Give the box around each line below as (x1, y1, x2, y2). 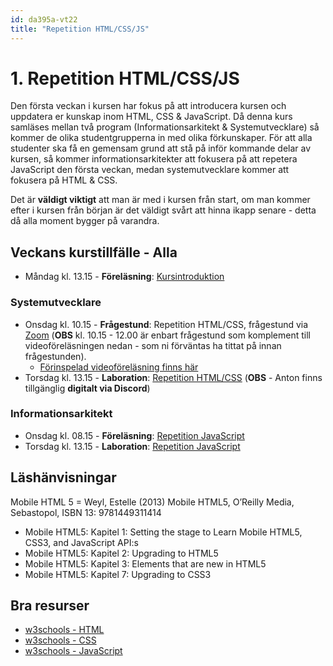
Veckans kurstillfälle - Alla (10, 244, 178, 261)
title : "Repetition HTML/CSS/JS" (10, 24, 150, 34)
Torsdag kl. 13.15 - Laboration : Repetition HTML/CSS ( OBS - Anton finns (24, 371, 323, 383)
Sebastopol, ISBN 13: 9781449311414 (10, 506, 162, 518)
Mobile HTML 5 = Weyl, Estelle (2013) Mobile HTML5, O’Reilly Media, (10, 496, 295, 508)
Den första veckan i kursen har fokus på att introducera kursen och (10, 100, 287, 112)
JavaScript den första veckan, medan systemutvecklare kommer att (10, 164, 290, 176)
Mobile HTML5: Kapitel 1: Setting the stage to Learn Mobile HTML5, (24, 526, 303, 538)
